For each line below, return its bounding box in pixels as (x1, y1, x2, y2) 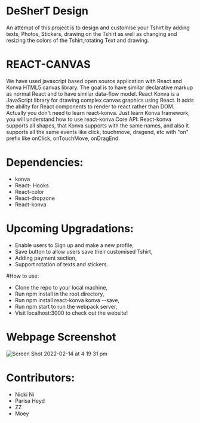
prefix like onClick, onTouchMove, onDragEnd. (6, 135, 121, 142)
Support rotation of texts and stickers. (14, 260, 109, 267)
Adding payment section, (14, 254, 77, 261)
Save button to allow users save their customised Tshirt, (14, 248, 153, 255)
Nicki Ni (14, 391, 35, 398)
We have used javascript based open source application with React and (6, 77, 182, 84)
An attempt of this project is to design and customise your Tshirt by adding (6, 24, 190, 31)
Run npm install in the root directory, (14, 290, 104, 297)
